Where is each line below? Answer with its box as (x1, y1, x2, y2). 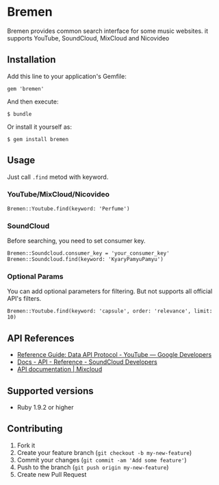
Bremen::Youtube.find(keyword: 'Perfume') (7, 205, 130, 212)
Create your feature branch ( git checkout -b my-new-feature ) (16, 448, 192, 456)
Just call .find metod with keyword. (7, 173, 109, 181)
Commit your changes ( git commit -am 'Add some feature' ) (16, 456, 187, 464)
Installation (7, 54, 56, 66)
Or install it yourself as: (7, 123, 72, 131)
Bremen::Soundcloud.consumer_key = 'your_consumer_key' (7, 250, 170, 257)
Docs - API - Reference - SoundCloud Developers (16, 358, 157, 366)
